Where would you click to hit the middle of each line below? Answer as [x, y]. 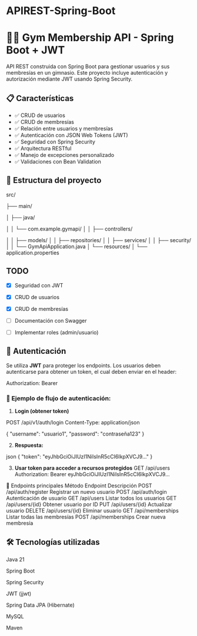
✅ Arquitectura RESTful [43, 148]
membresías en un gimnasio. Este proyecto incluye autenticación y [87, 73]
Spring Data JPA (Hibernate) [40, 605]
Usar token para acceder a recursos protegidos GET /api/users [92, 468]
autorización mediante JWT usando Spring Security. [69, 79]
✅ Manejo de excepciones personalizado [64, 155]
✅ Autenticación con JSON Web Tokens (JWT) [71, 135]
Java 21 [15, 559]
